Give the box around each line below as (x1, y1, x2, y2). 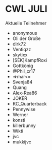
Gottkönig (12, 62, 33, 69)
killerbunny (12, 122, 36, 128)
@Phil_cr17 (12, 68, 35, 74)
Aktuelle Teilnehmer (5, 20, 47, 26)
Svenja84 (12, 79, 33, 85)
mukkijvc (12, 139, 32, 145)
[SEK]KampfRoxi (12, 57, 47, 63)
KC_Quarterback (12, 100, 47, 106)
